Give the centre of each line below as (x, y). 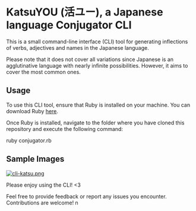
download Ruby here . (32, 111)
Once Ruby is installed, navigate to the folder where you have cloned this (95, 123)
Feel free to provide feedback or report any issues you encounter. (87, 196)
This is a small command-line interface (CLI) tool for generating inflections (97, 41)
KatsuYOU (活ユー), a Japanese (85, 12)
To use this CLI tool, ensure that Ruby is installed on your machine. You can (98, 105)
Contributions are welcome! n (42, 203)
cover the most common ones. (44, 72)
